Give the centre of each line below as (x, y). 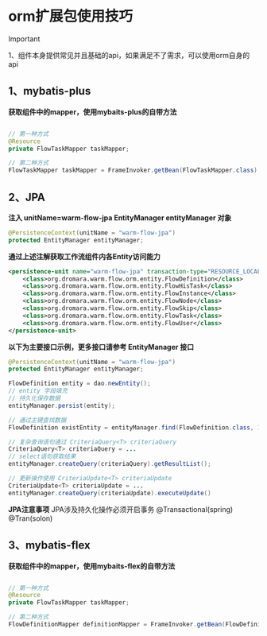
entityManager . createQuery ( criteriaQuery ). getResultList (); (110, 464)
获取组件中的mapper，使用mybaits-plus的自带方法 (93, 111)
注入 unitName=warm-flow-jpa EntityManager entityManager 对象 (120, 217)
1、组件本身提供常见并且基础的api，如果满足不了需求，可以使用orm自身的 (129, 55)
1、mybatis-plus (50, 91)
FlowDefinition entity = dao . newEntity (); (79, 384)
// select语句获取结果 (42, 457)
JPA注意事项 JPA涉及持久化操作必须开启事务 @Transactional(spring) (121, 509)
